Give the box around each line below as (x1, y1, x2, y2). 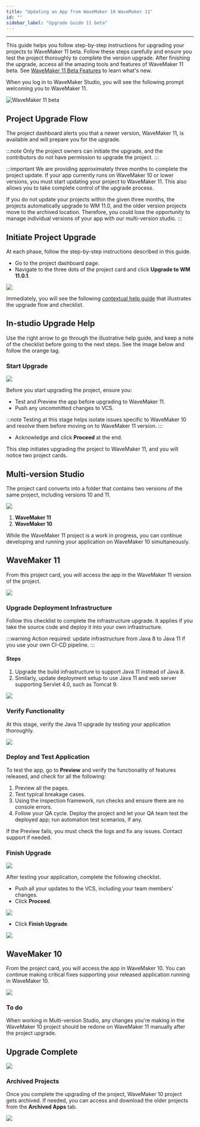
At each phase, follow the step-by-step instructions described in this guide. (6, 248, 192, 255)
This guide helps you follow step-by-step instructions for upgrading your (6, 42, 185, 49)
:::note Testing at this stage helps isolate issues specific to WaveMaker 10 (6, 416, 186, 423)
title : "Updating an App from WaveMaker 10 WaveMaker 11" (6, 8, 153, 15)
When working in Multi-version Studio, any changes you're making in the (6, 1017, 185, 1024)
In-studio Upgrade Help (6, 318, 95, 328)
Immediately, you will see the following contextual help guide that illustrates (6, 295, 192, 302)
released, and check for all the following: (6, 772, 106, 780)
